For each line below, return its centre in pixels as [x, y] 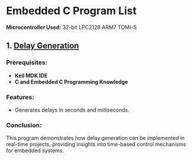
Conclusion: [24, 125]
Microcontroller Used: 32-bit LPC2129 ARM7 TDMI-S [71, 27]
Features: [20, 97]
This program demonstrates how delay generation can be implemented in [95, 138]
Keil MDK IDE [31, 76]
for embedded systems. [35, 151]
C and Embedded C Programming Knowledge [71, 81]
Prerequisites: [27, 63]
